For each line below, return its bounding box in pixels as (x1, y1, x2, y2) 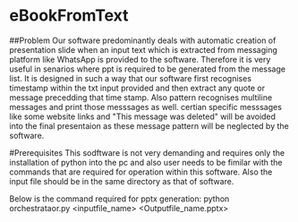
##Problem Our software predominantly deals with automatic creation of (9, 35, 277, 46)
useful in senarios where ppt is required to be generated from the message (9, 64, 286, 74)
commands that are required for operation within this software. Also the (9, 166, 273, 177)
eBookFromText (9, 5, 129, 26)
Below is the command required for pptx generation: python (9, 193, 230, 204)
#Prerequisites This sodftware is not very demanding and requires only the (9, 147, 285, 158)
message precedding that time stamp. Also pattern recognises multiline (9, 91, 273, 103)
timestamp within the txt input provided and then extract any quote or (9, 82, 266, 93)
